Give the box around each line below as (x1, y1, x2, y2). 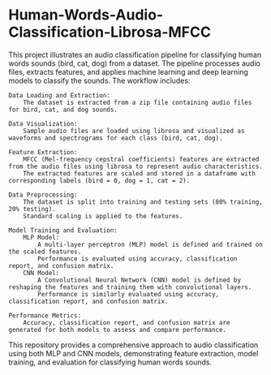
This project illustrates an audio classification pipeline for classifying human (8, 50, 262, 59)
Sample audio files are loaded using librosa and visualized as (23, 127, 245, 135)
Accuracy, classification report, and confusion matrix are (23, 318, 230, 326)
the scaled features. (8, 248, 82, 256)
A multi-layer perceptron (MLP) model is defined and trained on (37, 240, 264, 248)
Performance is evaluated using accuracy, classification (37, 254, 238, 263)
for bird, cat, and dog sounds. (8, 106, 118, 114)
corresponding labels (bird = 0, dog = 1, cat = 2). (8, 176, 191, 184)
